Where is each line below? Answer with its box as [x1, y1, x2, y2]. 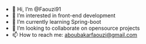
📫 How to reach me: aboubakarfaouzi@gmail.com [11, 32, 138, 38]
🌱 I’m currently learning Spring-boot [11, 18, 102, 25]
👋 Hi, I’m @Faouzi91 [11, 6, 61, 12]
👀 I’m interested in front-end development [11, 12, 116, 19]
